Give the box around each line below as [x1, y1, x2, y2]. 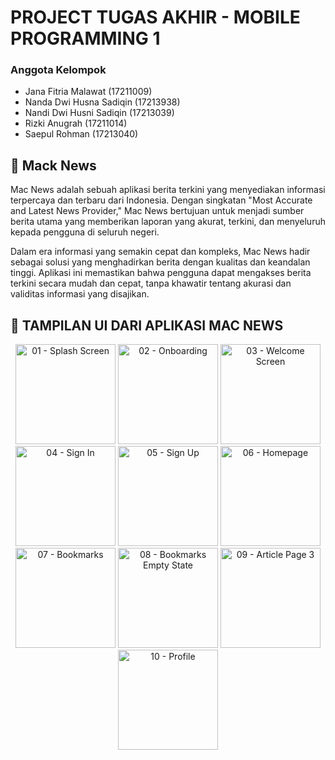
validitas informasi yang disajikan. [10, 288, 150, 300]
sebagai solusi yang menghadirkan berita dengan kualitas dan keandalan [10, 256, 311, 268]
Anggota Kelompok [10, 63, 107, 77]
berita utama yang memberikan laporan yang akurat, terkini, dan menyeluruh [10, 216, 326, 228]
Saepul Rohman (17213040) [24, 128, 139, 140]
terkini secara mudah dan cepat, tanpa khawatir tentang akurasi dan [10, 277, 292, 290]
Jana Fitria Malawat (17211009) [24, 86, 153, 98]
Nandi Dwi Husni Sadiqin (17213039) [24, 107, 175, 119]
